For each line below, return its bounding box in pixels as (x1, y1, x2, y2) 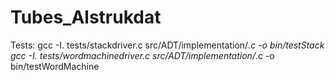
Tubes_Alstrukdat (10, 6, 162, 29)
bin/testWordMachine (10, 60, 100, 72)
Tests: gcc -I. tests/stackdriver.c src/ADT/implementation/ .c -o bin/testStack (10, 39, 325, 51)
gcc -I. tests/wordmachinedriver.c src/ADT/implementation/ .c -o (10, 49, 275, 61)
